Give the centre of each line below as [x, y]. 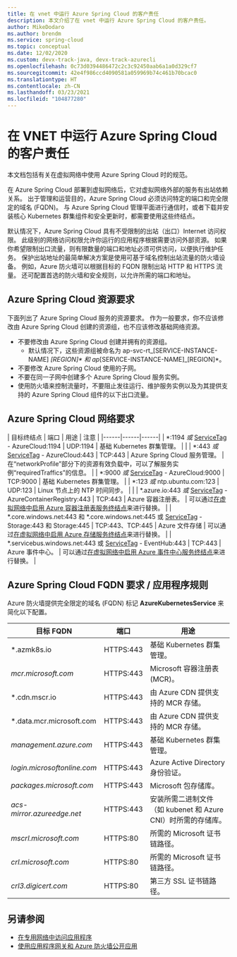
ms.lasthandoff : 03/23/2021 [49, 92]
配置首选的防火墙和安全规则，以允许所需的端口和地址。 [114, 275]
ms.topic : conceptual [39, 47]
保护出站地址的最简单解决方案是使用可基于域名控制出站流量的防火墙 [120, 257]
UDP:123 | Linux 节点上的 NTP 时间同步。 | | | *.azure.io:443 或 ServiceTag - [117, 490]
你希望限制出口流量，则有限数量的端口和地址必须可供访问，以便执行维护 [112, 248]
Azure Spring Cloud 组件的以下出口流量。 [92, 394]
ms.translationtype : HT [42, 79]
